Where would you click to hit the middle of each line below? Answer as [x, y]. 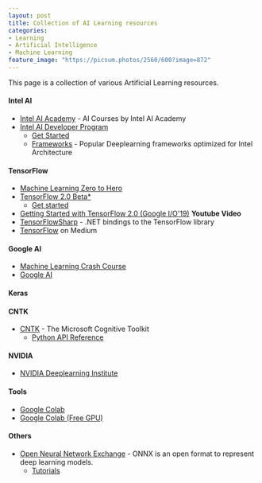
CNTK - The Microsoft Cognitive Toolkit [84, 329]
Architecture [52, 153]
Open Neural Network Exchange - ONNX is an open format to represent [137, 454]
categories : [28, 30]
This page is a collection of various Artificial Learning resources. [114, 82]
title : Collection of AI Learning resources [83, 23]
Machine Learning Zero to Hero [71, 189]
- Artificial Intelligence [53, 45]
